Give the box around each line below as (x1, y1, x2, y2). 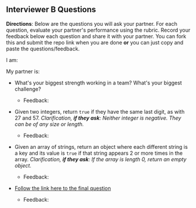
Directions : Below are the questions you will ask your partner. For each (6, 20, 177, 27)
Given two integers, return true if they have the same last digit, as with (14, 108, 185, 115)
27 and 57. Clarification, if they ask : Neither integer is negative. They (14, 114, 181, 121)
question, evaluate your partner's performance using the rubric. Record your (6, 26, 191, 33)
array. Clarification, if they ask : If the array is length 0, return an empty (14, 155, 187, 163)
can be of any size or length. (14, 120, 84, 128)
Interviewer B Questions (6, 5, 97, 15)
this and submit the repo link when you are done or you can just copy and (6, 39, 184, 46)
